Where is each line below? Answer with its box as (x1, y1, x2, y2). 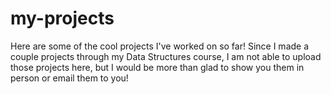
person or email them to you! (10, 72, 129, 84)
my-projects (10, 7, 115, 30)
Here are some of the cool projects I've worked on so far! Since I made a (10, 40, 310, 52)
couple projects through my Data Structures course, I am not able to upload (10, 50, 322, 62)
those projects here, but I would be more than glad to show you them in (10, 61, 305, 73)
